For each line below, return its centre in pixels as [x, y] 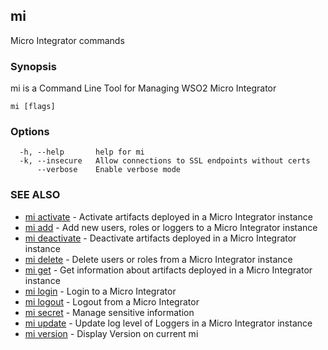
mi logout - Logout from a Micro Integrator [112, 301]
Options [30, 132]
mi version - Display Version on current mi [111, 333]
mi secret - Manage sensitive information [109, 312]
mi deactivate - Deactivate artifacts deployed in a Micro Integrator [160, 238]
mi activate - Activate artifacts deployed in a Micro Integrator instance [168, 216]
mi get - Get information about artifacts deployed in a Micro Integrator [168, 270]
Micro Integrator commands [67, 40]
